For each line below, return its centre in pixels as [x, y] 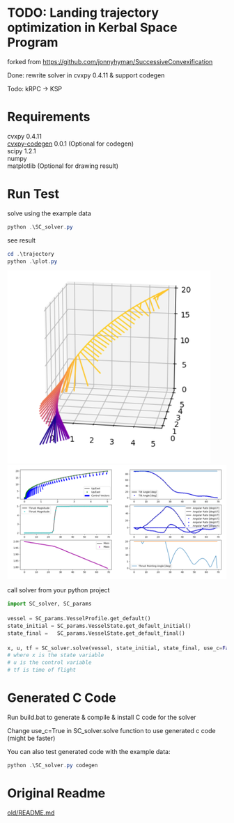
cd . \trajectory [31, 254]
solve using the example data [49, 213]
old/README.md [31, 813]
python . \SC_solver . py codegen [53, 765]
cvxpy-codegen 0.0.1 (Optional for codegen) [71, 144]
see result [22, 240]
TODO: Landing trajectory [83, 13]
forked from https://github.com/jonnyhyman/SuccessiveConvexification [110, 61]
